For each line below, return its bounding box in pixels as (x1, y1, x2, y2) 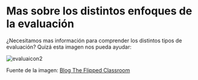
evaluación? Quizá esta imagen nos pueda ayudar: (6, 43, 132, 51)
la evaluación (6, 17, 74, 31)
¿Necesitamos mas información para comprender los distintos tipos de (6, 37, 182, 44)
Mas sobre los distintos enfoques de (6, 4, 193, 18)
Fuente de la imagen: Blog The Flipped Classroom (6, 66, 130, 73)
